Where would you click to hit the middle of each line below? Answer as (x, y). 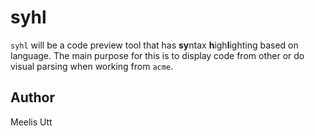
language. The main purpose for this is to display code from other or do (157, 55)
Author (32, 97)
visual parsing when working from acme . (92, 66)
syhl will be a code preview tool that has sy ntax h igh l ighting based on (154, 45)
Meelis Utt (31, 122)
